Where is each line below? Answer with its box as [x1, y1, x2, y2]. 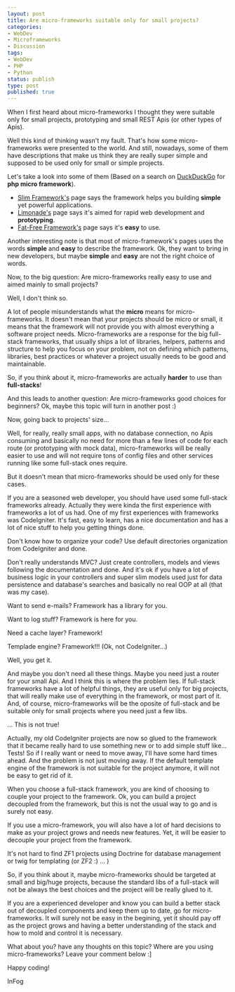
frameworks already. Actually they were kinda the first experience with [7, 501, 212, 510]
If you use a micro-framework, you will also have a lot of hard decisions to [7, 821, 221, 829]
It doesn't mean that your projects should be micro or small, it [45, 315, 223, 324]
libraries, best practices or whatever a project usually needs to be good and [7, 352, 226, 361]
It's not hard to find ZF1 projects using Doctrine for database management [7, 849, 221, 858]
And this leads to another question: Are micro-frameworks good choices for [7, 395, 227, 403]
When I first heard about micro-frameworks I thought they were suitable [7, 108, 215, 117]
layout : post [7, 10, 46, 18]
